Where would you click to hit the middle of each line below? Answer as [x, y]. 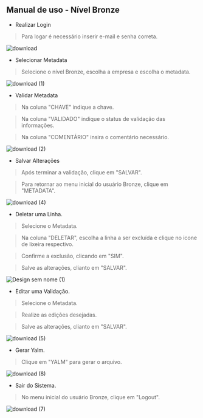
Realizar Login [33, 24]
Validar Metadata [36, 95]
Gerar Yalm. [30, 350]
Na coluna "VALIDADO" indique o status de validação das [93, 118]
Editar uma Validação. [42, 291]
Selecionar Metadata [41, 60]
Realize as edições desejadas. [59, 315]
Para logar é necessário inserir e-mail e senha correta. [89, 36]
